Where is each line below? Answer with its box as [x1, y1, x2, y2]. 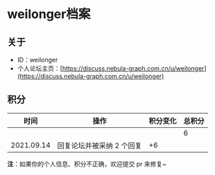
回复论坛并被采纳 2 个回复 [57, 140, 142, 150]
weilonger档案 [7, 6, 91, 22]
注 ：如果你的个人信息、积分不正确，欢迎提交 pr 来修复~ [7, 160, 166, 168]
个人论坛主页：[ [17, 64, 62, 73]
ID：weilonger [17, 56, 58, 64]
